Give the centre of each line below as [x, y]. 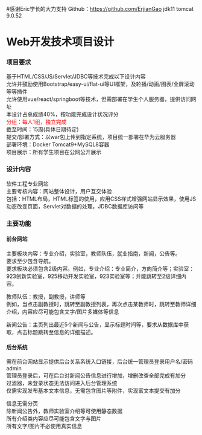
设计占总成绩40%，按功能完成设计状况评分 [65, 114]
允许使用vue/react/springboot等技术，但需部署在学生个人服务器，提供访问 [99, 99]
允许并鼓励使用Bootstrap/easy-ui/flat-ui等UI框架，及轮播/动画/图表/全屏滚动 [100, 84]
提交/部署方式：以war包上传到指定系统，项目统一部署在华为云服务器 [91, 137]
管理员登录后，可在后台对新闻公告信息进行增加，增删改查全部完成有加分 [96, 376]
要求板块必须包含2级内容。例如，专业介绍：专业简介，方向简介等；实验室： [100, 268]
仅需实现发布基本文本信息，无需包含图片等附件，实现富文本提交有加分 [93, 391]
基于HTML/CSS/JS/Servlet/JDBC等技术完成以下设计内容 [76, 77]
